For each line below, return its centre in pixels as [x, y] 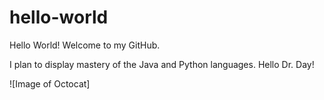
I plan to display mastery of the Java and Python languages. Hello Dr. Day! [162, 64]
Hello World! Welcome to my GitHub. [85, 45]
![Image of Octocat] [50, 83]
